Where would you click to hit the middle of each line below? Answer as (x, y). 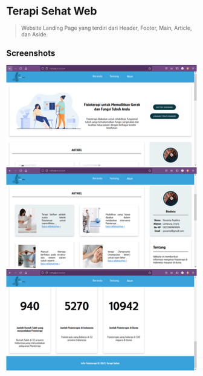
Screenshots (31, 54)
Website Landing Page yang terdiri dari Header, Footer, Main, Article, (106, 28)
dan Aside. (34, 34)
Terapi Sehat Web (52, 11)
